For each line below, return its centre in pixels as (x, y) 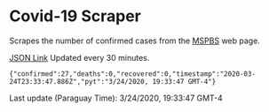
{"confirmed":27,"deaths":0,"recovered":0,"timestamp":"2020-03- (132, 74)
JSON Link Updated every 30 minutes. (79, 57)
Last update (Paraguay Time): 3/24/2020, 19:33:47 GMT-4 (116, 98)
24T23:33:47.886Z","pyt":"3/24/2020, (79, 81)
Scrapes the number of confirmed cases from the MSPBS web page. (134, 41)
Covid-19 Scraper (75, 16)
